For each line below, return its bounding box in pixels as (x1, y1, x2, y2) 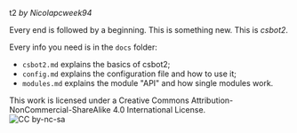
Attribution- (190, 95, 234, 106)
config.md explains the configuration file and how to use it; (21, 68, 237, 79)
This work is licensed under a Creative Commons (9, 95, 189, 106)
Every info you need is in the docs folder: (9, 42, 158, 52)
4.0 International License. (112, 105, 206, 114)
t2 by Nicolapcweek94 (9, 8, 92, 18)
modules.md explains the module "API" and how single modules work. (21, 78, 274, 88)
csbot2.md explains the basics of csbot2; (21, 59, 171, 69)
